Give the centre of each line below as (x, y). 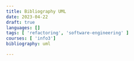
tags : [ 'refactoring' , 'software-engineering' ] (68, 33)
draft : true (20, 22)
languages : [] (23, 28)
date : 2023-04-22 (27, 17)
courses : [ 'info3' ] (31, 38)
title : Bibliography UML (36, 11)
